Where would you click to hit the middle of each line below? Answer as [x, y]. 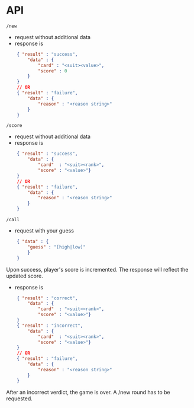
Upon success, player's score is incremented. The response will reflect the [97, 269]
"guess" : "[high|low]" [56, 247]
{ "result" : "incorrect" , [50, 326]
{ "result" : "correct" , [47, 298]
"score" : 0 [52, 71]
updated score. [25, 276]
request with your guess [44, 231]
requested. [19, 399]
